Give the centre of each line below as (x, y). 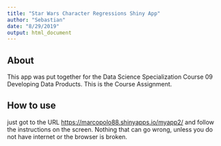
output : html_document (39, 33)
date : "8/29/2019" (33, 26)
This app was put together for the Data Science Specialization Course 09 (110, 77)
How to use (31, 106)
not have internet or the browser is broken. (67, 136)
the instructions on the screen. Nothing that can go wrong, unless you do (110, 129)
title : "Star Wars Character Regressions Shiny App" (84, 13)
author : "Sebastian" (37, 20)
